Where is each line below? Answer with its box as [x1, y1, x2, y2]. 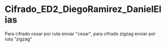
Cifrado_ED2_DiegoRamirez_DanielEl [5, 3, 161, 15]
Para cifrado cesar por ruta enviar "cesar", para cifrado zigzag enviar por [5, 30, 156, 36]
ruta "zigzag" [5, 36, 32, 42]
